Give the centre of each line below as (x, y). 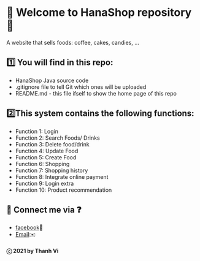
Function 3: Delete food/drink (52, 144)
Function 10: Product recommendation (63, 190)
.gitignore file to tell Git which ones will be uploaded (81, 87)
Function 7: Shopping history (52, 170)
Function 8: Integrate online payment (62, 176)
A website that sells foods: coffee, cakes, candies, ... (73, 42)
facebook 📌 (29, 228)
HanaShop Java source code (52, 80)
